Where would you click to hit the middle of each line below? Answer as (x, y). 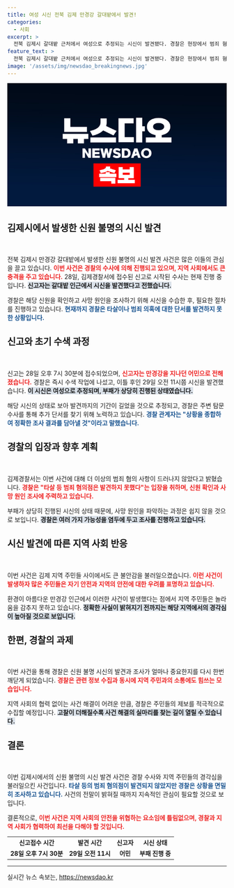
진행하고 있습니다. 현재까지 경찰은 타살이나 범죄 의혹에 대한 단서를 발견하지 (115, 309)
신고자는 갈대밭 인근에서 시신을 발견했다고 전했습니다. (100, 286)
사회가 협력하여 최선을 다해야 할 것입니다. (70, 827)
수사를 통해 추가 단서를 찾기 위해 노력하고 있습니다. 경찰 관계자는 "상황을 (105, 414)
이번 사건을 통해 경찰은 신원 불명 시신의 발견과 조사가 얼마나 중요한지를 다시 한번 (116, 671)
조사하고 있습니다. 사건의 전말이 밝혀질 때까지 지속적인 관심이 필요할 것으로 (116, 795)
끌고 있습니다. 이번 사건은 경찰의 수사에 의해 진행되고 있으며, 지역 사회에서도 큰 (120, 268)
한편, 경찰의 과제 (40, 640)
